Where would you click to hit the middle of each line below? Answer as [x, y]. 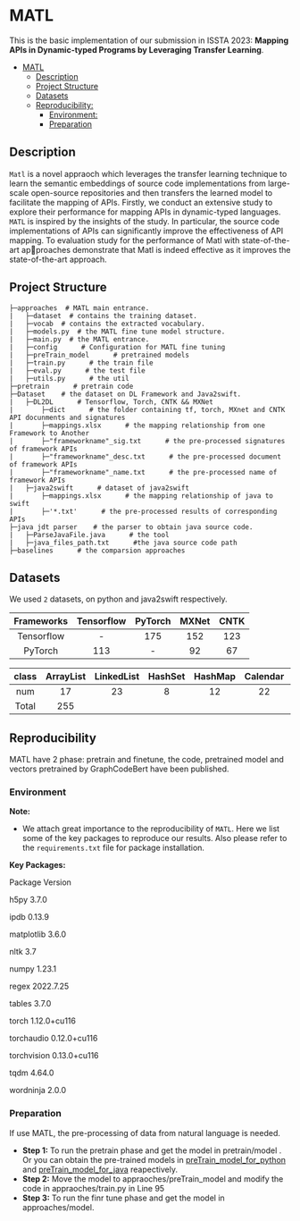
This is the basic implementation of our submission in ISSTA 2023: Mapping [149, 40]
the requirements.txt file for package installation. [113, 848]
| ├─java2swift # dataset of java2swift [100, 488]
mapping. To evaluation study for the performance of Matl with [125, 240]
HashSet [167, 677]
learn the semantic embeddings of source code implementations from [137, 183]
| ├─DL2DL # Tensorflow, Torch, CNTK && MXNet [112, 402]
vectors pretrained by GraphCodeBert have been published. [119, 769]
